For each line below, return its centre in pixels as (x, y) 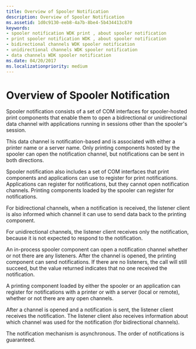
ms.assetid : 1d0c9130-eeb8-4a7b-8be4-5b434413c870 (69, 22)
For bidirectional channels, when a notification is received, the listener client (98, 208)
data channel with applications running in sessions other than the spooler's (97, 124)
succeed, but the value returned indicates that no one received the (87, 269)
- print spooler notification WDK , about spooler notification (86, 39)
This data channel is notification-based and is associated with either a (91, 142)
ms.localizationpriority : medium (47, 66)
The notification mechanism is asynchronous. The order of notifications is (95, 334)
